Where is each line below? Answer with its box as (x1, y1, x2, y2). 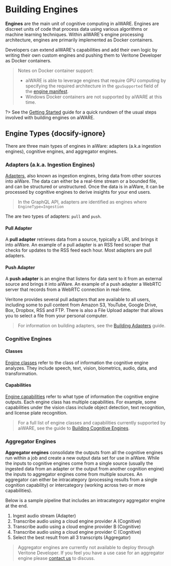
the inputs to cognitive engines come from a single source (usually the (5, 460, 153, 466)
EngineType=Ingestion (17, 205, 64, 210)
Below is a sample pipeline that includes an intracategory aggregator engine (5, 497, 165, 504)
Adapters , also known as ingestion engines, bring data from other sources (5, 173, 161, 179)
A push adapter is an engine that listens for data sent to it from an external (5, 276, 162, 282)
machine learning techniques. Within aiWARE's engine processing (5, 31, 144, 37)
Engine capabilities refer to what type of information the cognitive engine (5, 393, 159, 399)
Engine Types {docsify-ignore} (5, 129, 106, 138)
